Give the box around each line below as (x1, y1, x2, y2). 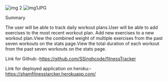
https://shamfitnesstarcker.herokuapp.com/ (5, 71, 96, 77)
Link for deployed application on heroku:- (5, 66, 92, 71)
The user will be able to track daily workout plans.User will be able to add (5, 24, 158, 30)
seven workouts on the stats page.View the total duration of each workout (5, 40, 159, 47)
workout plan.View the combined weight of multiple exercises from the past (5, 35, 163, 41)
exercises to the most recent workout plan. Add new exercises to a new (5, 30, 154, 35)
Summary (5, 15, 26, 20)
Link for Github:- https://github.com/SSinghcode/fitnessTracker (5, 56, 136, 62)
